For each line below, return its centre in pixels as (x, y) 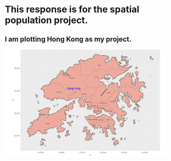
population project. (46, 20)
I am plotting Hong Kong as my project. (68, 39)
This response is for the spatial (72, 9)
